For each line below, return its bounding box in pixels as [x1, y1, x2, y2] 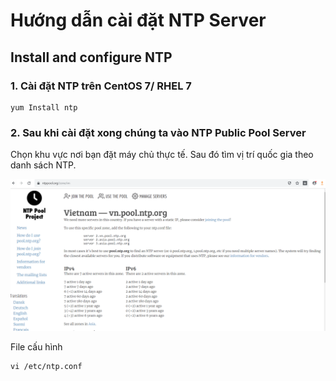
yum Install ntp [10, 102, 78, 113]
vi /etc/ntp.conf [10, 362, 83, 372]
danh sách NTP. [10, 159, 77, 171]
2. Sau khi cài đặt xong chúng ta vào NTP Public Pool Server [10, 125, 307, 139]
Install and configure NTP [10, 49, 173, 66]
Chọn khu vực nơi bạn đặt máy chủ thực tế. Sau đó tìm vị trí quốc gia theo [10, 149, 314, 161]
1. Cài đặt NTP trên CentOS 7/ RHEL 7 [10, 79, 192, 93]
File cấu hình [10, 341, 63, 353]
